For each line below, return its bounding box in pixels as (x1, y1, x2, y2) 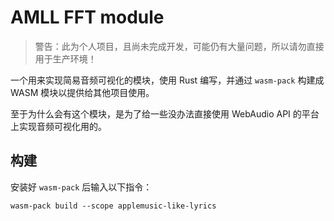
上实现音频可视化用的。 (10, 120, 107, 132)
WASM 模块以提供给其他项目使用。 (10, 86, 155, 98)
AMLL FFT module (10, 6, 165, 29)
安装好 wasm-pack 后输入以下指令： (10, 181, 153, 193)
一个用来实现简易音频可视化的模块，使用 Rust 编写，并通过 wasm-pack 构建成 (10, 74, 325, 86)
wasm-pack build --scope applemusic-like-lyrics (10, 201, 217, 211)
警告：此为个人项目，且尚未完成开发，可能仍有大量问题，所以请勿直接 (34, 40, 325, 52)
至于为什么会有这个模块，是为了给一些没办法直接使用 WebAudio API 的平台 (10, 107, 320, 120)
